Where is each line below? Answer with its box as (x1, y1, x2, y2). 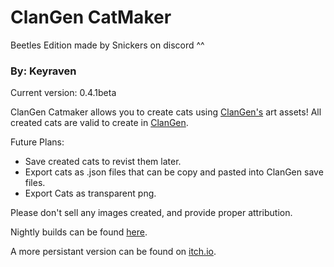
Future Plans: (10, 136, 65, 148)
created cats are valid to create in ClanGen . (10, 117, 189, 129)
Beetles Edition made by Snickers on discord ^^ (10, 39, 205, 51)
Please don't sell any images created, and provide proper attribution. (10, 207, 293, 219)
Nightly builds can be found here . (10, 226, 148, 238)
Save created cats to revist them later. (24, 156, 182, 168)
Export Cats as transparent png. (24, 187, 157, 200)
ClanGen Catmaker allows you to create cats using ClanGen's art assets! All (10, 106, 322, 118)
